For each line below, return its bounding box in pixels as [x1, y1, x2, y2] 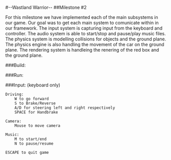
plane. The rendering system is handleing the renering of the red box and [5, 47, 159, 53]
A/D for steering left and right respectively [14, 105, 115, 110]
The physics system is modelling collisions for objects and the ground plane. [5, 36, 166, 42]
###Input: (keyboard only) [5, 82, 60, 88]
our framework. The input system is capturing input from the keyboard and [5, 25, 162, 31]
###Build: [5, 62, 26, 68]
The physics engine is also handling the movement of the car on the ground [5, 41, 164, 48]
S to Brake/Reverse [14, 101, 56, 106]
